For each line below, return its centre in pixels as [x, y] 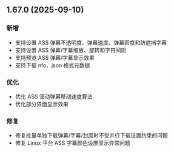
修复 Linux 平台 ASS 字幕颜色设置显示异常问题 [72, 143]
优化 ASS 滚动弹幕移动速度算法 [54, 97]
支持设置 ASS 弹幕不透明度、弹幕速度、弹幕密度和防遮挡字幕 [91, 42]
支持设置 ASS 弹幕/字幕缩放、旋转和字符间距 [71, 50]
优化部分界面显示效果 [42, 104]
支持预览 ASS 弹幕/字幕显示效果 [55, 57]
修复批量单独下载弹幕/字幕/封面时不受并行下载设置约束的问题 [91, 136]
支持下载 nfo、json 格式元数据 [52, 65]
